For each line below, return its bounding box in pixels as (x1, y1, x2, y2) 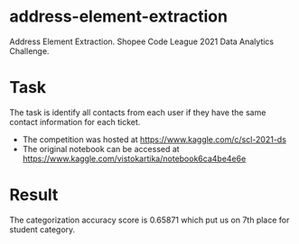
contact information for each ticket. (9, 116, 141, 127)
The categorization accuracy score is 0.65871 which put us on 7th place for (9, 214, 290, 225)
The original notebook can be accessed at (22, 143, 180, 154)
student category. (9, 223, 76, 235)
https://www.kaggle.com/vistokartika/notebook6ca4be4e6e (22, 153, 247, 164)
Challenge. (9, 45, 50, 56)
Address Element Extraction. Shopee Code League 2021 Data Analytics (9, 36, 275, 47)
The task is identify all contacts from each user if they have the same (9, 106, 266, 118)
